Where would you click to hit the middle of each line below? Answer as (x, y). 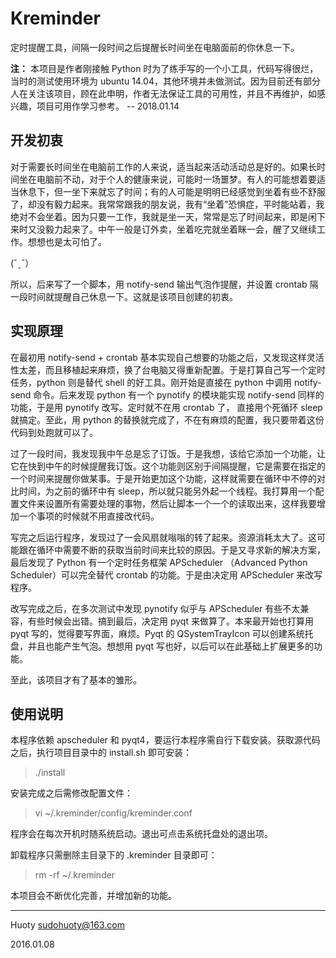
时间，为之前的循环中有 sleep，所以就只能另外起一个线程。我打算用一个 (167, 491)
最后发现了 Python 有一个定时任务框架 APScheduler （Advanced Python (159, 562)
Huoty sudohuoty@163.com (67, 925)
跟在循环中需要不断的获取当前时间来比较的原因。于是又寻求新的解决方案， (172, 549)
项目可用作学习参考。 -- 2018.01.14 (108, 106)
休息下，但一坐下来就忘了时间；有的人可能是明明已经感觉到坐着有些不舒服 (172, 191)
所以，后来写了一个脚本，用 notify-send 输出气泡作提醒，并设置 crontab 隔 (164, 284)
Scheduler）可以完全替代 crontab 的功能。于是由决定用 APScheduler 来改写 (166, 574)
